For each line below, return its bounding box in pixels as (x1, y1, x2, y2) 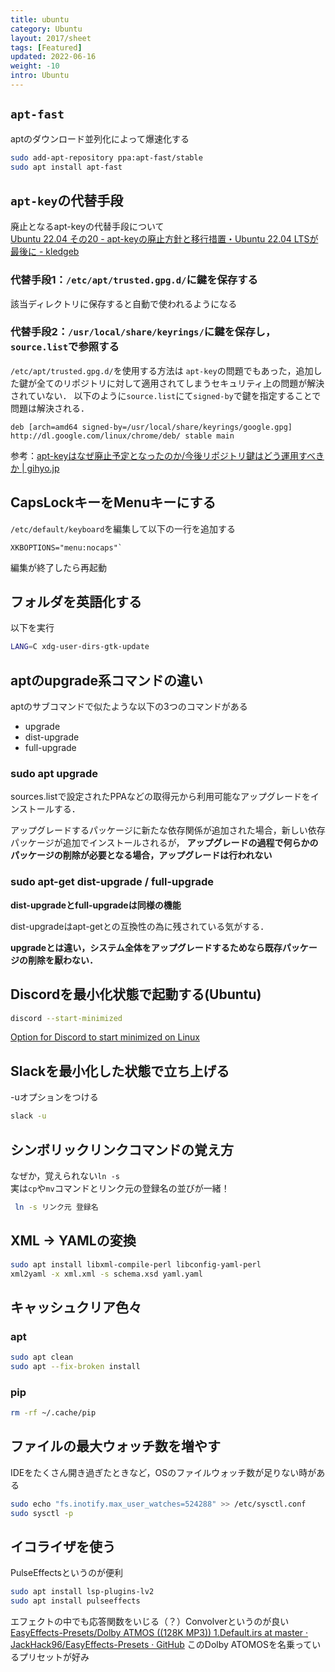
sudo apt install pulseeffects (10, 1596, 141, 1606)
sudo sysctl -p (10, 1508, 74, 1518)
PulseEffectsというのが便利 (10, 1567, 123, 1579)
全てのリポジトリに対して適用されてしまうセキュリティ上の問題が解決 (36, 377, 325, 389)
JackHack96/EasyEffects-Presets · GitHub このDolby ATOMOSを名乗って (10, 1639, 313, 1651)
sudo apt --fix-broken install (10, 1361, 141, 1371)
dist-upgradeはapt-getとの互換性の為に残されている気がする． (10, 920, 270, 932)
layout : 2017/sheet (10, 33, 92, 43)
